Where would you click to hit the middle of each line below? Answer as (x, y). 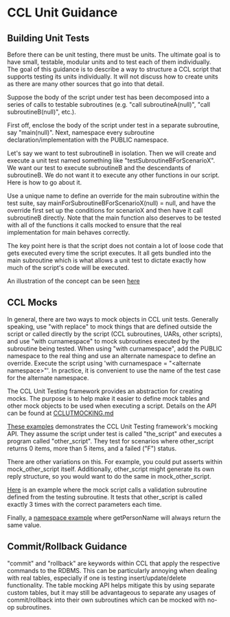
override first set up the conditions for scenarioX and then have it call (105, 210)
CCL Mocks (32, 303)
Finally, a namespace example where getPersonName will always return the (114, 517)
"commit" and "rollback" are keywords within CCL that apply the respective (114, 563)
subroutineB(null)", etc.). (42, 112)
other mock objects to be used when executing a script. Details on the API (112, 406)
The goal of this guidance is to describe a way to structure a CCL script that (114, 69)
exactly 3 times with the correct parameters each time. (84, 504)
